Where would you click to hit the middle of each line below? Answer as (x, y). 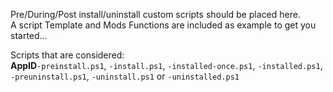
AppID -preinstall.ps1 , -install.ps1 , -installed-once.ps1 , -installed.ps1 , (166, 65)
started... (29, 35)
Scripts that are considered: (67, 55)
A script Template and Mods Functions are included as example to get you (163, 25)
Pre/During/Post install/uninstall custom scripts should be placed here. (155, 14)
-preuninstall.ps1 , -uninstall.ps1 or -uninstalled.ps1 (125, 76)
